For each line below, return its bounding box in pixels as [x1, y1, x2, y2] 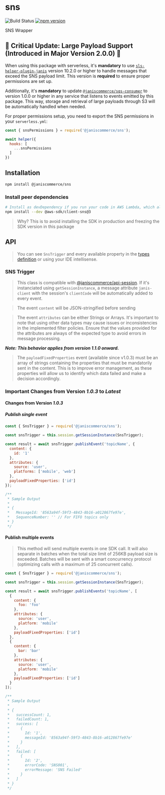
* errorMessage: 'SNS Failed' [7, 767, 82, 772]
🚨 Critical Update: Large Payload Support [5, 41, 134, 50]
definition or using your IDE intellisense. [17, 256, 98, 262]
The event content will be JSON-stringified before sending [17, 305, 136, 311]
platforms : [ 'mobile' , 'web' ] [14, 469, 76, 474]
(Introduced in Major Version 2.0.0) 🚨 [5, 49, 121, 58]
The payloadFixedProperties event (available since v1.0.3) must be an [17, 354, 158, 360]
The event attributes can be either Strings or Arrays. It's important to [17, 314, 159, 320]
